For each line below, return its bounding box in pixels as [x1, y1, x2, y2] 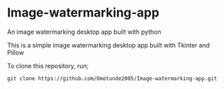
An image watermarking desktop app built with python [7, 28, 161, 36]
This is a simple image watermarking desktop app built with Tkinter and [7, 41, 210, 49]
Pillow [7, 48, 24, 57]
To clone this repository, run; [7, 61, 89, 70]
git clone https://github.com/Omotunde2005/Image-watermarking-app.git [7, 75, 217, 82]
